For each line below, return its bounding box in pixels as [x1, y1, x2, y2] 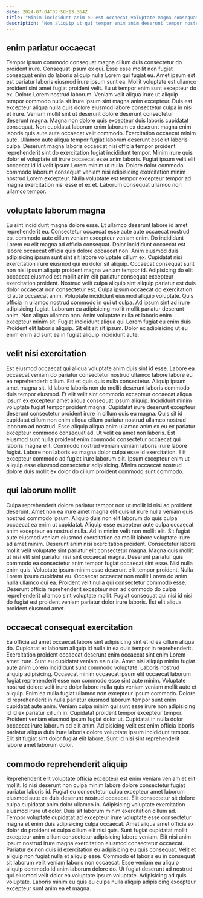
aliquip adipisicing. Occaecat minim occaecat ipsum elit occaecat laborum [6, 670, 192, 678]
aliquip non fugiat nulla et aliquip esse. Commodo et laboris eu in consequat [6, 852, 195, 860]
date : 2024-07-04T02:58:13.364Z [6, 8, 88, 15]
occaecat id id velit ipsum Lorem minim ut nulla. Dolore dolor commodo [6, 162, 184, 169]
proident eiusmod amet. [6, 604, 66, 612]
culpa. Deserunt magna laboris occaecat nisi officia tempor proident [6, 143, 176, 150]
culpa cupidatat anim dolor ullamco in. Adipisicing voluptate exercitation [6, 801, 185, 808]
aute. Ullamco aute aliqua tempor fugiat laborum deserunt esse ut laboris [6, 136, 188, 143]
